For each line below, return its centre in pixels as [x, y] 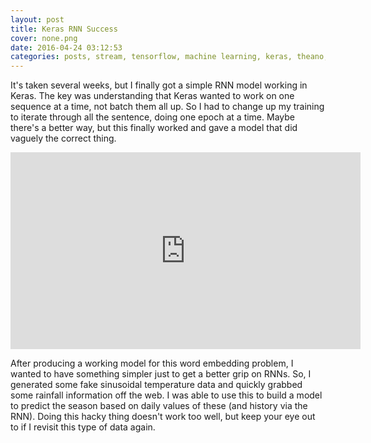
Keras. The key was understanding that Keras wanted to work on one [152, 96]
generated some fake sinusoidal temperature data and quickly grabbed [156, 385]
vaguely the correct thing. [63, 138]
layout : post [37, 19]
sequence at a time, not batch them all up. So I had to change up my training [167, 107]
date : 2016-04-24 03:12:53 [66, 47]
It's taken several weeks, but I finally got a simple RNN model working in [159, 85]
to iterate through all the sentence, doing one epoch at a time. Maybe [152, 117]
